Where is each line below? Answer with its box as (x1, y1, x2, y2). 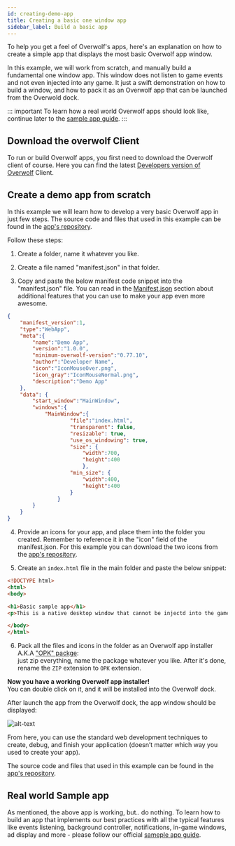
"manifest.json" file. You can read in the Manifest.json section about (17, 284, 213, 292)
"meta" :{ (20, 332, 45, 339)
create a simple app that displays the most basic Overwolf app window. (7, 50, 213, 58)
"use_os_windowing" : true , (69, 437, 149, 444)
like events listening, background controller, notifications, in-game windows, (7, 823, 227, 831)
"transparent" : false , (69, 423, 136, 430)
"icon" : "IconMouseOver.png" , (32, 365, 117, 372)
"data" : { (20, 391, 49, 398)
